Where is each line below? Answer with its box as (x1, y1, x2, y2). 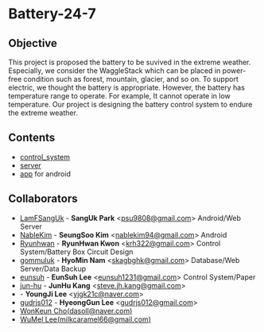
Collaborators (8, 192, 78, 206)
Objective (8, 37, 58, 50)
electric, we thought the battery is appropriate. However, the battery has (8, 83, 245, 92)
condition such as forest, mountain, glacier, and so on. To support (23, 75, 239, 83)
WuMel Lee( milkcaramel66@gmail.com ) (19, 315, 151, 324)
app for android (19, 168, 72, 179)
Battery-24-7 (8, 5, 97, 23)
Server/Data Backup (19, 264, 86, 273)
